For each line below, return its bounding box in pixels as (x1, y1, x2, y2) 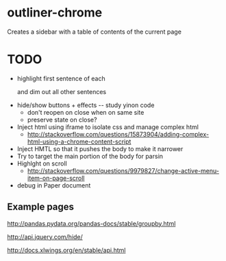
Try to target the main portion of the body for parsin (16, 152, 163, 160)
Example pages (7, 201, 74, 213)
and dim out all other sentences (16, 87, 107, 95)
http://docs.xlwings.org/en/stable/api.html (7, 246, 126, 254)
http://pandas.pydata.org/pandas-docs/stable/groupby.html (7, 219, 176, 227)
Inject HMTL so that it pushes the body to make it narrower (16, 144, 184, 152)
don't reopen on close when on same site (27, 108, 145, 116)
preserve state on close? (27, 115, 97, 124)
